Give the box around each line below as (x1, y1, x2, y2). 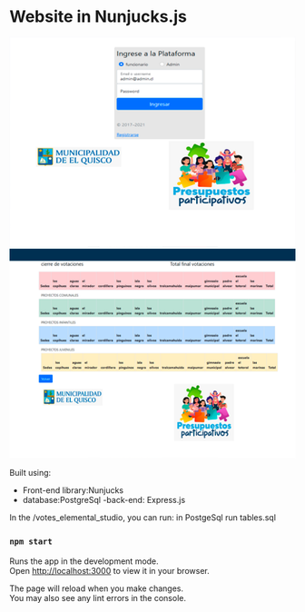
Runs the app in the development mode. (9, 556, 159, 567)
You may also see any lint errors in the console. (9, 592, 186, 603)
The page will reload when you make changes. (9, 583, 184, 594)
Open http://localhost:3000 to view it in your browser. (9, 565, 211, 576)
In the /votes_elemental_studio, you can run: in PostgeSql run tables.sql (9, 512, 277, 523)
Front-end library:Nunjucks (22, 485, 124, 496)
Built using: (9, 468, 52, 479)
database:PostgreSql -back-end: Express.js (22, 495, 186, 506)
